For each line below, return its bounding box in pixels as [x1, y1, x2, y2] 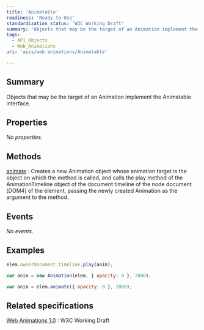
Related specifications [6, 301, 93, 311]
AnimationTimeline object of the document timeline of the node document [6, 181, 192, 188]
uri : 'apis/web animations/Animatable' [6, 49, 108, 55]
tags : [6, 32, 20, 38]
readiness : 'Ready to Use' [6, 15, 75, 21]
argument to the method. [6, 193, 69, 201]
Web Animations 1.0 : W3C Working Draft [6, 317, 110, 324]
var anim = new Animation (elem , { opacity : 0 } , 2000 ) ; [6, 272, 151, 279]
